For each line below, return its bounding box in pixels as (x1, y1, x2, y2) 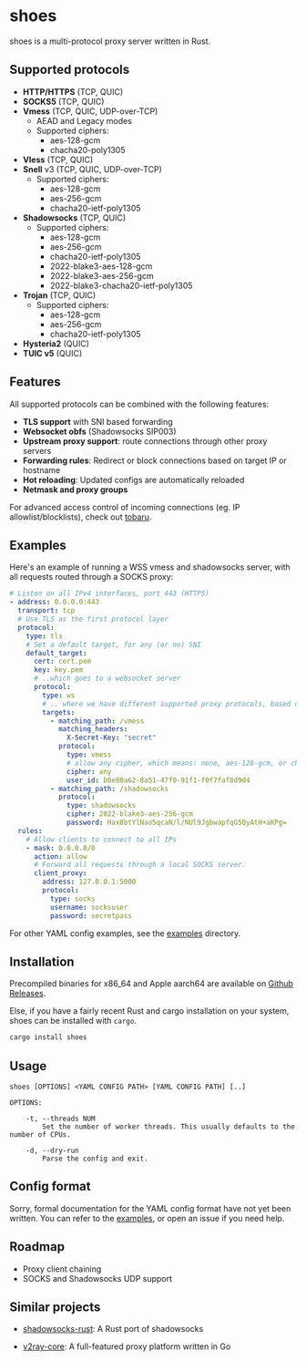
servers (22, 445, 52, 456)
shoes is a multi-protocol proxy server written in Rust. (9, 36, 211, 46)
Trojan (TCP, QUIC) (22, 289, 97, 301)
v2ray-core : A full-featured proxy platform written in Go (22, 1341, 231, 1352)
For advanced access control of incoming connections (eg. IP (9, 501, 240, 512)
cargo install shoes (9, 1033, 88, 1042)
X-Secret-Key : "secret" (66, 733, 157, 743)
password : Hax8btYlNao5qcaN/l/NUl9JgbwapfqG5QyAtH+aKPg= (66, 818, 287, 827)
